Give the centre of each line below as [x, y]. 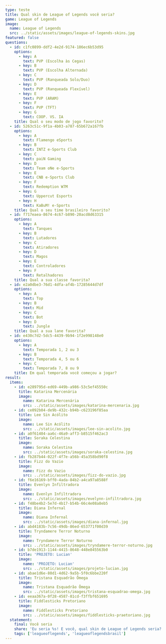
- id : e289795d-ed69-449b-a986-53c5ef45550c [61, 387]
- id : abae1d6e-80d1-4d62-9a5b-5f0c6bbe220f [61, 573]
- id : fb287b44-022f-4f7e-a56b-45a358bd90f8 [61, 457]
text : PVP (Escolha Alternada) [56, 71]
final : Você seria [33, 624]
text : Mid [33, 308]
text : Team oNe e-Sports [49, 168]
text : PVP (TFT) [40, 108]
